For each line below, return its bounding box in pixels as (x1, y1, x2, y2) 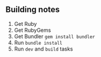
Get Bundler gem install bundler (14, 32, 95, 40)
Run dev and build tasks (14, 45, 73, 52)
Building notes (5, 5, 60, 15)
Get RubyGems (14, 26, 51, 33)
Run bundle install (14, 39, 63, 46)
